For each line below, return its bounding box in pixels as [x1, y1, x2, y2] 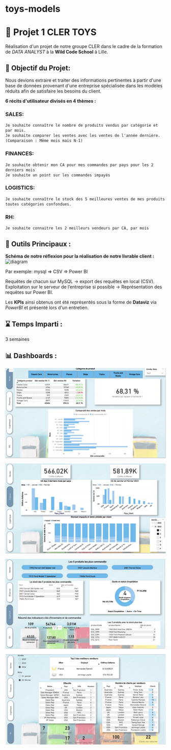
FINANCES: [5, 150, 34, 157]
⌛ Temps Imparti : [5, 320, 63, 329]
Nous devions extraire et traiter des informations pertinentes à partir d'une [5, 77, 161, 83]
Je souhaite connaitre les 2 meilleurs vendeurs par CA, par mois [5, 226, 149, 231]
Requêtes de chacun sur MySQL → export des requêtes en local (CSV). [5, 278, 155, 284]
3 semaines [5, 336, 30, 342]
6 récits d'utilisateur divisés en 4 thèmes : [5, 98, 96, 104]
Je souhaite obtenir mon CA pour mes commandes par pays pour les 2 [5, 162, 154, 168]
